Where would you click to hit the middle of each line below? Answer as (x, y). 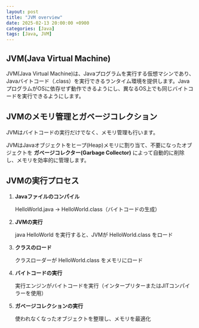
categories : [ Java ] (30, 28)
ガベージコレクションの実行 (49, 306)
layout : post (22, 12)
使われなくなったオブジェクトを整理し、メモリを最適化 (83, 318)
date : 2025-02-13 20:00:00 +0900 (48, 23)
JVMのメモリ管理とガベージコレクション (82, 117)
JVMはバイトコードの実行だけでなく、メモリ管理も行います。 (82, 132)
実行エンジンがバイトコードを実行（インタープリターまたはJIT (92, 285)
